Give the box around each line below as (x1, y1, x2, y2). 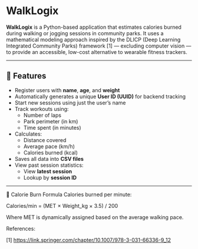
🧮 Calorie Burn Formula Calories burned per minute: (6, 191, 132, 198)
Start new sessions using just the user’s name (14, 99, 126, 106)
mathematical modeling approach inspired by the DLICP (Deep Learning (6, 36, 181, 43)
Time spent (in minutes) (23, 124, 81, 131)
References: (6, 225, 35, 232)
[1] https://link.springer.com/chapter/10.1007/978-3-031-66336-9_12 (6, 236, 171, 243)
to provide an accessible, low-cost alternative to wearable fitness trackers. (6, 48, 187, 55)
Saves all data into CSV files (14, 155, 84, 162)
